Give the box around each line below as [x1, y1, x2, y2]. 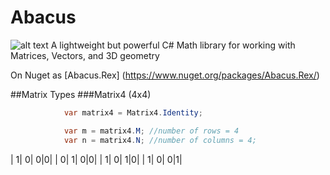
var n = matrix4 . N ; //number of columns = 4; [63, 135, 257, 145]
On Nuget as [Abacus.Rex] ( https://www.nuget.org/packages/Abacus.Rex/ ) [10, 69, 320, 81]
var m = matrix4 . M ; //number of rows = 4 [63, 126, 240, 136]
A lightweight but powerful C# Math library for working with [50, 39, 296, 51]
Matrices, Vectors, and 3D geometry [10, 49, 160, 61]
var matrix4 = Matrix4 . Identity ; [63, 107, 203, 118]
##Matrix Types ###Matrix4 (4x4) [10, 88, 152, 100]
